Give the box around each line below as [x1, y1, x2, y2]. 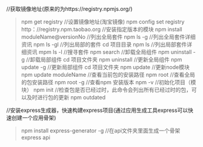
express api [21, 134, 50, 141]
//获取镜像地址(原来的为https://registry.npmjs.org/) [6, 5, 133, 12]
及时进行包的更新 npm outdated [26, 94, 106, 101]
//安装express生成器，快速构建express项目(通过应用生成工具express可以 [6, 106, 188, 114]
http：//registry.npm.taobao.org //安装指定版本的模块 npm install [21, 26, 183, 33]
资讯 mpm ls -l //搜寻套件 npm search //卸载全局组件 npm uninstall [26, 48, 192, 56]
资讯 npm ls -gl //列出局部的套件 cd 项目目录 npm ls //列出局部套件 [21, 41, 187, 48]
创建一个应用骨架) [11, 114, 56, 121]
